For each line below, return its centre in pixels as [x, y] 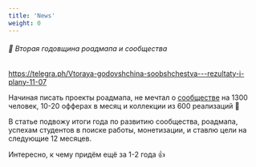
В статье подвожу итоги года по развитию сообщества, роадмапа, [123, 121]
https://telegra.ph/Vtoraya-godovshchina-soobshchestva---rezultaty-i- [126, 74]
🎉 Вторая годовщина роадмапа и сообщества [88, 49]
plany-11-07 [27, 82]
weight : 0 [25, 23]
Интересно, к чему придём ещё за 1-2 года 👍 [87, 154]
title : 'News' [32, 16]
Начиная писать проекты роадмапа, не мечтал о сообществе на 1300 [128, 97]
